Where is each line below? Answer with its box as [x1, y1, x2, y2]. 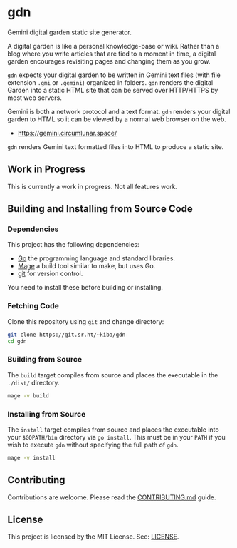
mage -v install [7, 454, 56, 461]
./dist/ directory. [7, 378, 60, 387]
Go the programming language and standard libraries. [17, 254, 176, 263]
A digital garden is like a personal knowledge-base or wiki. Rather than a [7, 41, 220, 50]
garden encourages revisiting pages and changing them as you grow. [7, 56, 211, 65]
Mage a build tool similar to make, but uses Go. [17, 262, 156, 270]
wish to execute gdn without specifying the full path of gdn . [7, 440, 179, 449]
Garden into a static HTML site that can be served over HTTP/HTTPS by [7, 86, 218, 94]
